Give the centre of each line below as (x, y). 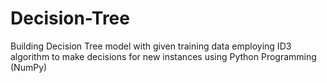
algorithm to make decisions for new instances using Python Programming (163, 56)
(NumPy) (29, 67)
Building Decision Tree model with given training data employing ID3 (151, 46)
